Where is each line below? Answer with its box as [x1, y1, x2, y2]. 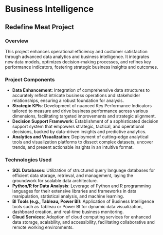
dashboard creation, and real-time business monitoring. [12, 209, 124, 215]
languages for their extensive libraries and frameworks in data [12, 188, 137, 194]
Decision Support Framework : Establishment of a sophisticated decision [12, 118, 159, 124]
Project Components [5, 76, 55, 83]
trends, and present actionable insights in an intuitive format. [12, 144, 134, 150]
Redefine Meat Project [5, 23, 74, 31]
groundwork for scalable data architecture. [12, 178, 98, 184]
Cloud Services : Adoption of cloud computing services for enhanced [12, 214, 151, 220]
